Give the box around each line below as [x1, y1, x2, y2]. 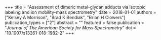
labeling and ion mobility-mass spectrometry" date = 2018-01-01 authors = [4, 9, 157, 15]
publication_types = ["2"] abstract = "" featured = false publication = [4, 20, 144, 25]
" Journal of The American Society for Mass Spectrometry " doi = [4, 25, 136, 31]
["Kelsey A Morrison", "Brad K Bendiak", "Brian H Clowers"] [4, 15, 125, 20]
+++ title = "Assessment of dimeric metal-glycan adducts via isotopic [4, 4, 146, 10]
